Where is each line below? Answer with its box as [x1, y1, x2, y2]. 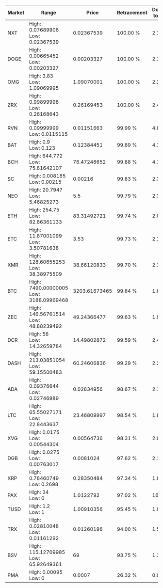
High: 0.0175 [29, 429, 60, 435]
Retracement [116, 9, 148, 16]
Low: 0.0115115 [29, 131, 68, 137]
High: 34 [29, 489, 49, 495]
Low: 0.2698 [29, 481, 59, 488]
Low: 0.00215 [29, 179, 62, 185]
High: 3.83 [29, 73, 53, 79]
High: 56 [29, 331, 49, 337]
